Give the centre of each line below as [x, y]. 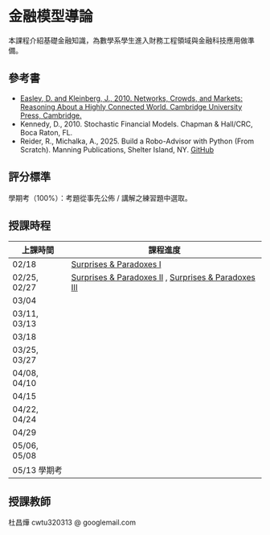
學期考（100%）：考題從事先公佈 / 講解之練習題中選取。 [100, 197]
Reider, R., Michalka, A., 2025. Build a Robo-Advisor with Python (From [137, 141]
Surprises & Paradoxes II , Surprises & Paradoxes [163, 277]
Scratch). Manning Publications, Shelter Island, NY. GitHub [117, 149]
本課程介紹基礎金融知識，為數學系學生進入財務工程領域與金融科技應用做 [128, 40]
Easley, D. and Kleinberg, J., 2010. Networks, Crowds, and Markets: [131, 98]
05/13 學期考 [37, 471]
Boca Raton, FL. [46, 132]
